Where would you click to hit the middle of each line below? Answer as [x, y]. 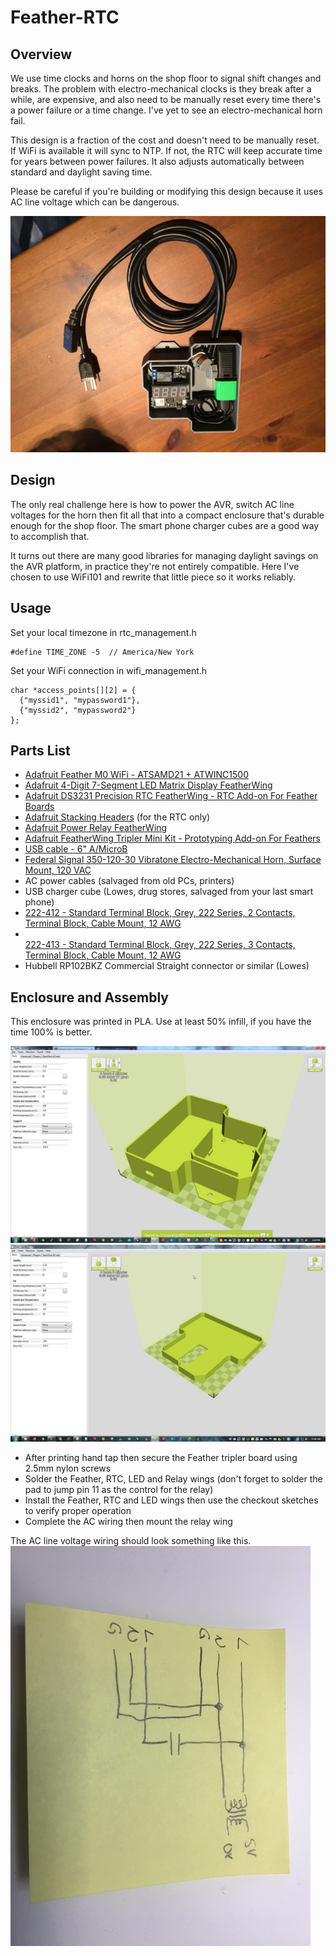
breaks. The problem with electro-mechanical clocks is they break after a [161, 89]
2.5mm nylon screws [68, 1468]
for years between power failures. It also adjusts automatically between [157, 161]
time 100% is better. [51, 1032]
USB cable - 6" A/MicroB [76, 849]
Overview [41, 54]
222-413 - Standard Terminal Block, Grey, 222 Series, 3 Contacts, [160, 945]
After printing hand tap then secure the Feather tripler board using [161, 1458]
